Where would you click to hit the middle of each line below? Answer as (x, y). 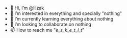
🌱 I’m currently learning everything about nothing (62, 19)
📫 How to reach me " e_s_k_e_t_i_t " (47, 30)
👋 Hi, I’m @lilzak (27, 8)
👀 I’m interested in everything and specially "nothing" (66, 13)
